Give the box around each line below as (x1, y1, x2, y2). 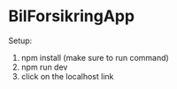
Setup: (8, 35, 33, 46)
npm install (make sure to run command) (20, 52, 169, 63)
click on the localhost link (20, 70, 114, 81)
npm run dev (20, 62, 68, 72)
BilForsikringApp (8, 6, 135, 26)
